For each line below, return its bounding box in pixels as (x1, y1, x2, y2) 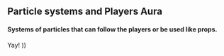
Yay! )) (7, 41, 27, 49)
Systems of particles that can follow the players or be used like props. (7, 24, 218, 34)
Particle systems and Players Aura (7, 6, 163, 17)
